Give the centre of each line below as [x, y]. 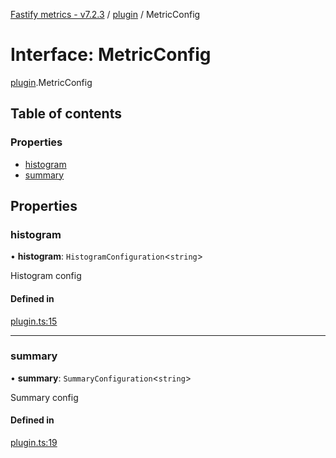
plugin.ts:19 [34, 443]
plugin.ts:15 [34, 321]
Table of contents [66, 114]
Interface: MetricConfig [111, 55]
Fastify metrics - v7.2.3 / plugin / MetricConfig [105, 14]
